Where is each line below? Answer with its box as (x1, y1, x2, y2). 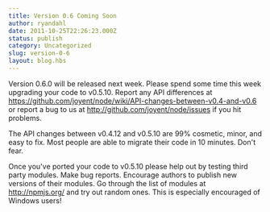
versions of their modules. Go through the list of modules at (8, 178, 206, 188)
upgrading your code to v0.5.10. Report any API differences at (8, 87, 213, 97)
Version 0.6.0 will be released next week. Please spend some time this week (8, 78, 262, 89)
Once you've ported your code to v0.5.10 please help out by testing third (8, 161, 248, 171)
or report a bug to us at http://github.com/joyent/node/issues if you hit (8, 104, 242, 114)
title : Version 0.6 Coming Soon (8, 11, 117, 20)
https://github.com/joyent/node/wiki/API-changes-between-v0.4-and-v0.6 (8, 96, 257, 106)
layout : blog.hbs (8, 57, 67, 65)
